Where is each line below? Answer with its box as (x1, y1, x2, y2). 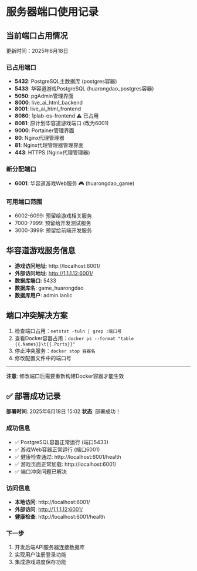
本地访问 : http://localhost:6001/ (14, 498, 90, 505)
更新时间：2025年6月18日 (6, 48, 69, 54)
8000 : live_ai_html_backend (14, 99, 83, 106)
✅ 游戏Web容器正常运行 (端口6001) (14, 446, 100, 453)
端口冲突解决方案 (6, 311, 68, 321)
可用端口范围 (6, 197, 43, 206)
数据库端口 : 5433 (14, 277, 57, 284)
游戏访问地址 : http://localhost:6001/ (14, 262, 101, 269)
